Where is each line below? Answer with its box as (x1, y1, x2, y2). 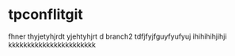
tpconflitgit (8, 6, 83, 24)
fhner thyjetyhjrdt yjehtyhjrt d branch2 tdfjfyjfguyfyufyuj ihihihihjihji (8, 32, 227, 41)
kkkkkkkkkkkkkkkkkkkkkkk (8, 39, 97, 49)
